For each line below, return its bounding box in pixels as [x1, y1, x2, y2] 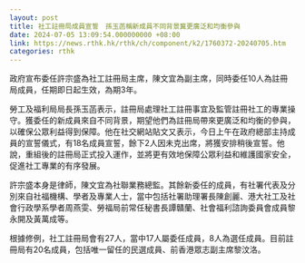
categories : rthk [9, 47, 75, 56]
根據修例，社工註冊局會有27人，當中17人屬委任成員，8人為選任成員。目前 [9, 233, 286, 244]
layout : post [9, 13, 59, 23]
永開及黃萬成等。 [9, 214, 74, 225]
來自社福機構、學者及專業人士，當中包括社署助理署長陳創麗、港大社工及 [16, 191, 288, 202]
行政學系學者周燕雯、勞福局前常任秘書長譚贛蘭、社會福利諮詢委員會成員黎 [16, 202, 296, 213]
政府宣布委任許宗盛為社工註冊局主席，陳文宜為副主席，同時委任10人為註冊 [9, 73, 289, 84]
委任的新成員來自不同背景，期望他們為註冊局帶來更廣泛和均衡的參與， [33, 115, 296, 126]
